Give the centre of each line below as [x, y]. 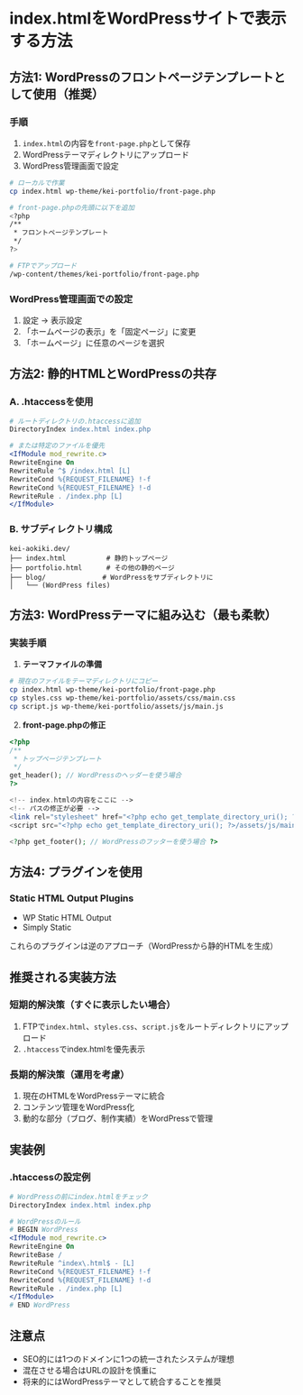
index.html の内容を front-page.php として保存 [106, 143]
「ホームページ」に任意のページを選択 [93, 343]
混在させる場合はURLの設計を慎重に [90, 1371]
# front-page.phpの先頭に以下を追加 [72, 207]
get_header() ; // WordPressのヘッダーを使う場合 [96, 776]
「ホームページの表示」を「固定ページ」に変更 [109, 331]
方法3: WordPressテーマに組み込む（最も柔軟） [143, 615]
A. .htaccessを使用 [51, 402]
